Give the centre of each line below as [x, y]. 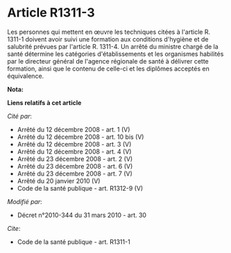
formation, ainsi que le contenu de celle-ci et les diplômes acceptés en [108, 68]
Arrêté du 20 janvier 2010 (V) [59, 180]
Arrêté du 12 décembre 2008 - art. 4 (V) [74, 151]
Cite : [14, 228]
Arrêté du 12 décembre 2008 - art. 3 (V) [74, 144]
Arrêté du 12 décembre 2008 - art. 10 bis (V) [80, 137]
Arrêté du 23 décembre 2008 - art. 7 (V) [75, 174]
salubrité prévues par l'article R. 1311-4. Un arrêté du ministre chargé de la [113, 46]
